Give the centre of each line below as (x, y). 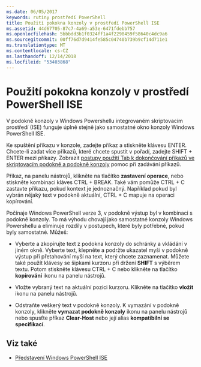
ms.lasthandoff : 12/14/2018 (41, 56)
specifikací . (30, 324)
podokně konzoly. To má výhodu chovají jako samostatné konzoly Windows (100, 219)
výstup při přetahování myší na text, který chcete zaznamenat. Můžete (102, 257)
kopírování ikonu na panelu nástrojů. (60, 276)
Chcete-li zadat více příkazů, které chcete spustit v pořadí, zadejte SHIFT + (99, 152)
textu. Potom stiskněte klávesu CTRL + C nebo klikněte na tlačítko (96, 269)
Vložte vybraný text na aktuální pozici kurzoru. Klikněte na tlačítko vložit (104, 287)
